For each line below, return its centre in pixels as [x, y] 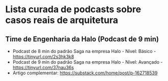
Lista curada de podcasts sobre [73, 9]
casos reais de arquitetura [62, 20]
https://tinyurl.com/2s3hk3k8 [43, 57]
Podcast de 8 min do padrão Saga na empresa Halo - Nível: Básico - [84, 51]
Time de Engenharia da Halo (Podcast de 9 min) [82, 39]
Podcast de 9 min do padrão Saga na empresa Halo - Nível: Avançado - [88, 62]
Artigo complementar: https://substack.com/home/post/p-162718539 [85, 73]
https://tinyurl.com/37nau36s [43, 67]
